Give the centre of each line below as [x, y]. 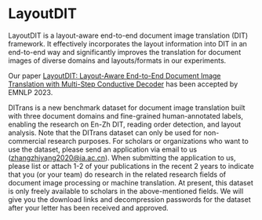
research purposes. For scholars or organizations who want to [148, 141]
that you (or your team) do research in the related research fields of [117, 174]
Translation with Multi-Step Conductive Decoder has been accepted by [123, 84]
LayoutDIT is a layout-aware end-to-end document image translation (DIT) [128, 35]
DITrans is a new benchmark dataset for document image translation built [127, 108]
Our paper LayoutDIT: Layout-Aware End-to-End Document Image [115, 75]
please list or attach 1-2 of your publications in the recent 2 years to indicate [131, 166]
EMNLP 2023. [31, 92]
